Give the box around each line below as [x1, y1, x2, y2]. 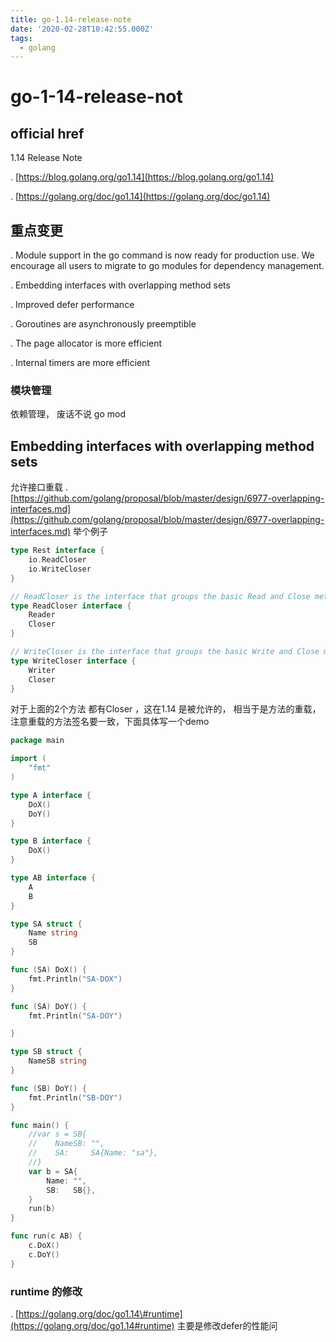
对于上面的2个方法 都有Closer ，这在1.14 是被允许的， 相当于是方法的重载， [10, 703, 322, 715]
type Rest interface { [10, 546, 105, 556]
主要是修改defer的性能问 [176, 1319, 278, 1331]
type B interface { [10, 836, 92, 846]
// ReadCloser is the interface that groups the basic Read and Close [10, 591, 311, 601]
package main [10, 736, 65, 746]
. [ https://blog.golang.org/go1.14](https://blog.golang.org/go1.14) [10, 171, 275, 183]
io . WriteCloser [28, 564, 92, 574]
